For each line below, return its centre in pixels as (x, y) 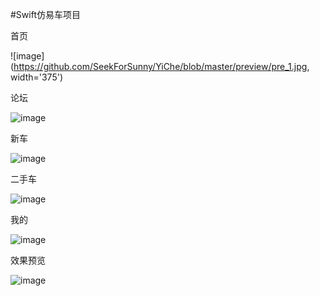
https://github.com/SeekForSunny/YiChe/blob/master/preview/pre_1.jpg (160, 66)
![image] (27, 56)
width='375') (36, 77)
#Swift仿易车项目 (45, 14)
